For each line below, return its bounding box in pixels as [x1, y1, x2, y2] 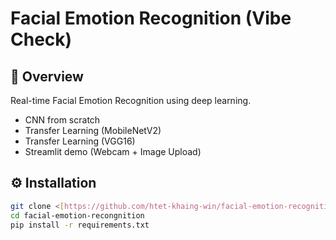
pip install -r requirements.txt [10, 220, 150, 230]
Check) [10, 28, 73, 51]
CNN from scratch [24, 114, 101, 126]
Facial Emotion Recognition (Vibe [10, 7, 292, 30]
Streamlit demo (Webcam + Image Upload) [24, 146, 202, 157]
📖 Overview [10, 68, 84, 85]
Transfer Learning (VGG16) [24, 135, 136, 147]
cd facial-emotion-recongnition [10, 210, 145, 221]
